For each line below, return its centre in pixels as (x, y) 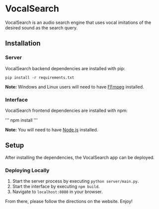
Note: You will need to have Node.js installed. (52, 129)
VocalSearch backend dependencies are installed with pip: (65, 68)
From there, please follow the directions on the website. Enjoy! (69, 202)
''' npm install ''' (22, 120)
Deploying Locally (27, 170)
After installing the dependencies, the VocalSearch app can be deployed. (80, 157)
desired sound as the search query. (41, 27)
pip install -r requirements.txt (40, 78)
